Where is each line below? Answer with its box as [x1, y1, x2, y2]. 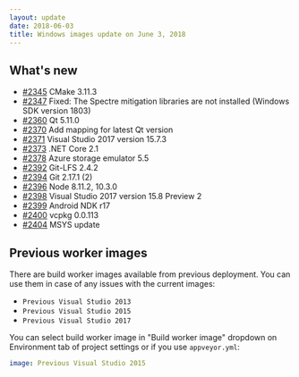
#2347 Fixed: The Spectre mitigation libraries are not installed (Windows [21, 96, 290, 107]
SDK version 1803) [21, 105, 91, 116]
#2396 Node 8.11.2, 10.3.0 [21, 181, 118, 192]
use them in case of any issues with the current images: [9, 279, 216, 289]
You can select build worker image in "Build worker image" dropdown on [9, 332, 278, 342]
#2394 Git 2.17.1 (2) [21, 172, 93, 183]
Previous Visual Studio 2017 [21, 316, 132, 325]
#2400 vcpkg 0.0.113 [21, 210, 99, 221]
